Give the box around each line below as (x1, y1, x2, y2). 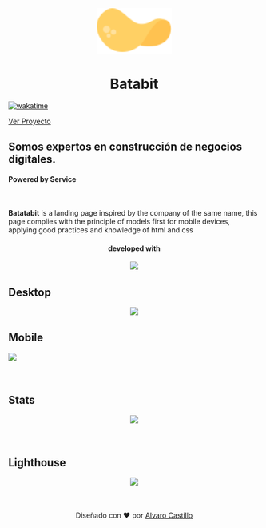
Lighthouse (8, 456, 66, 470)
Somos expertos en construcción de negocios (8, 139, 242, 153)
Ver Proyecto (8, 116, 52, 127)
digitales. (8, 152, 56, 166)
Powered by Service (8, 175, 77, 184)
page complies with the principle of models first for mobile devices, (8, 216, 230, 226)
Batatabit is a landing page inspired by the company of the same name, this (8, 208, 258, 217)
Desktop (8, 285, 52, 299)
